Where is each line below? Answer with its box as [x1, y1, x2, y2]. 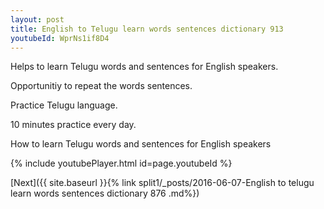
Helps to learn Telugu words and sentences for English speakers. [10, 61, 279, 73]
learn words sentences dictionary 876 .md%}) [10, 187, 200, 200]
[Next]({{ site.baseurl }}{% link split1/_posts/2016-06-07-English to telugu [10, 177, 315, 189]
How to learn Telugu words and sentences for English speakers [10, 138, 272, 150]
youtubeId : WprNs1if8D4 [10, 33, 110, 43]
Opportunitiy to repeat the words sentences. [10, 80, 193, 92]
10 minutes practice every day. [10, 119, 137, 131]
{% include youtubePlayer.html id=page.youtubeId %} [10, 157, 233, 170]
